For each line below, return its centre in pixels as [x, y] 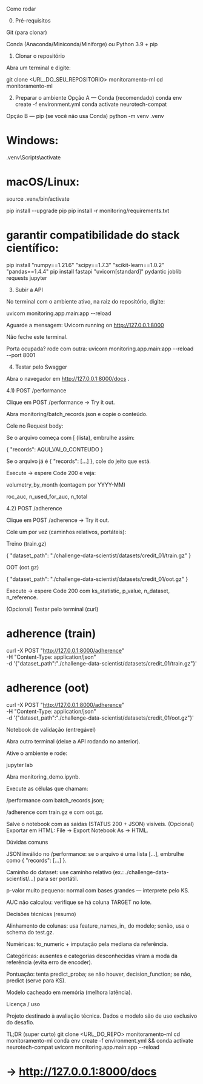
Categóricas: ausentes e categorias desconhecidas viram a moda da [92, 956]
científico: [32, 248]
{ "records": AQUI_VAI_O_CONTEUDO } [55, 449]
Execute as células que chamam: [47, 788]
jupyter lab [20, 765]
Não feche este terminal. [37, 336]
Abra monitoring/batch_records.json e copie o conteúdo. [77, 414]
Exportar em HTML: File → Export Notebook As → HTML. [77, 830]
